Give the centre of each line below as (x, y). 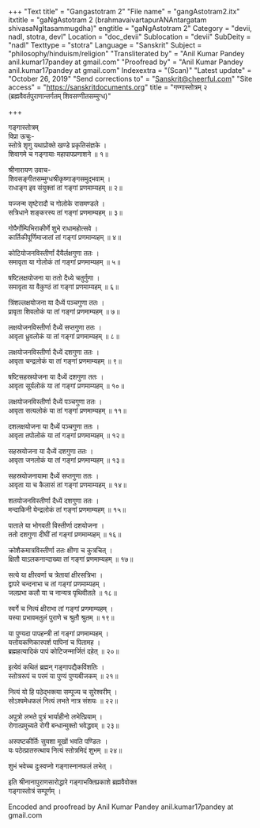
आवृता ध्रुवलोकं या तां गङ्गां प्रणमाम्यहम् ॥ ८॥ (64, 336)
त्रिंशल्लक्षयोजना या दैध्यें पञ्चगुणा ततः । (57, 303)
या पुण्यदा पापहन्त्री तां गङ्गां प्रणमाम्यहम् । (58, 633)
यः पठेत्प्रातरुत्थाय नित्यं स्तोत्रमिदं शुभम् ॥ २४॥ (65, 750)
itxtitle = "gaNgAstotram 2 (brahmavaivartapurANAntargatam (107, 20)
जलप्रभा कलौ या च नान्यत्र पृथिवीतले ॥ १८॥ (62, 593)
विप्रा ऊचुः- (21, 136)
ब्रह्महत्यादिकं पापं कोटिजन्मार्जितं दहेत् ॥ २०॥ (64, 651)
